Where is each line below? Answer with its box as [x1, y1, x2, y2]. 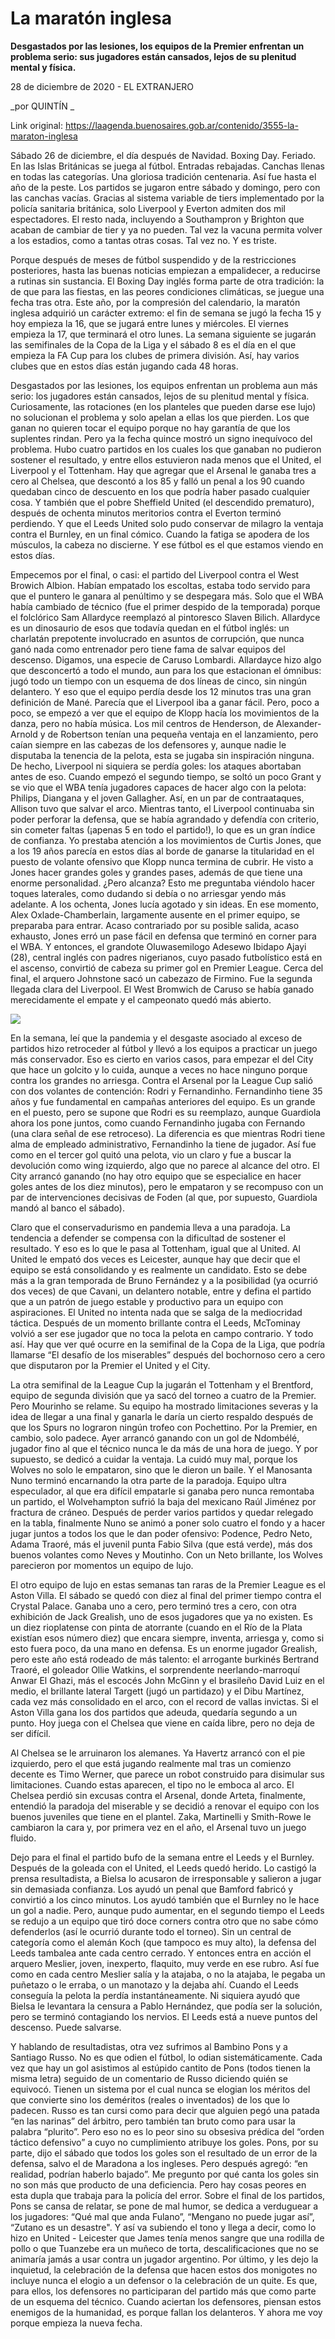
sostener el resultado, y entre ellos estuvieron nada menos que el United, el [10, 453, 322, 466]
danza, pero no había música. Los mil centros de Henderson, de [10, 717, 274, 729]
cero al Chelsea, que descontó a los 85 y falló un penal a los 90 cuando [10, 475, 305, 487]
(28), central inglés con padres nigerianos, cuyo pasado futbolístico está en [10, 951, 323, 963]
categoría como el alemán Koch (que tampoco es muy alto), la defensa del [10, 1936, 317, 1948]
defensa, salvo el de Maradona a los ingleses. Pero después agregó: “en [10, 2157, 308, 2169]
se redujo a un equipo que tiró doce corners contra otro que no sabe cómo [10, 1915, 319, 1927]
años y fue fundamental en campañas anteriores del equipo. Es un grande [10, 1095, 316, 1107]
